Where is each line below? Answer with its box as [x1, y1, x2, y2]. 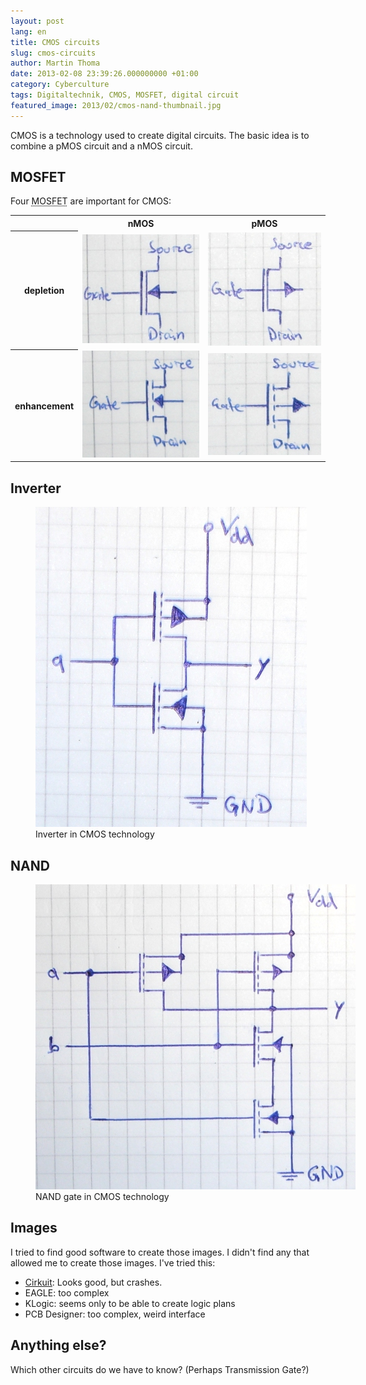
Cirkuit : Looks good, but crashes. [24, 1276, 163, 1288]
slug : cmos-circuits [10, 48, 97, 58]
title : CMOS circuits [10, 37, 101, 47]
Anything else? [10, 1337, 107, 1354]
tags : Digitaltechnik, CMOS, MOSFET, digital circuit [10, 90, 240, 100]
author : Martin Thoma [10, 58, 101, 69]
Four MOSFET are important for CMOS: [10, 195, 172, 207]
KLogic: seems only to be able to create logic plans [24, 1297, 236, 1309]
